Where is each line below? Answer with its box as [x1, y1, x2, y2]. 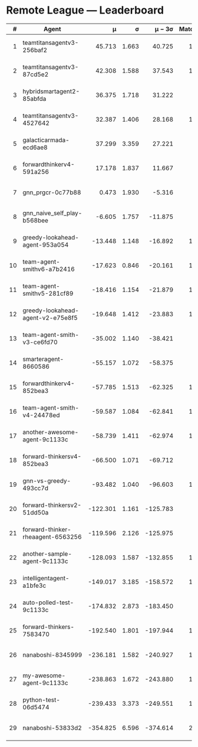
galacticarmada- [22, 136, 70, 144]
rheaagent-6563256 [22, 532, 82, 540]
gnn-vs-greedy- [22, 476, 71, 484]
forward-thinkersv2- [22, 501, 81, 509]
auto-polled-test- [22, 598, 74, 607]
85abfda [22, 94, 47, 103]
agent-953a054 [22, 240, 69, 248]
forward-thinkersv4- [22, 452, 81, 460]
